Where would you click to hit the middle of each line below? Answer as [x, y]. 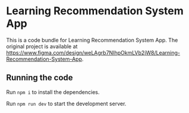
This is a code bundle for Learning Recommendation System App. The [92, 40]
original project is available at [42, 46]
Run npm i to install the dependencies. [53, 92]
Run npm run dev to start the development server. [66, 103]
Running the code [40, 78]
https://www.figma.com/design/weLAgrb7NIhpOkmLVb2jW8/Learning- [93, 52]
